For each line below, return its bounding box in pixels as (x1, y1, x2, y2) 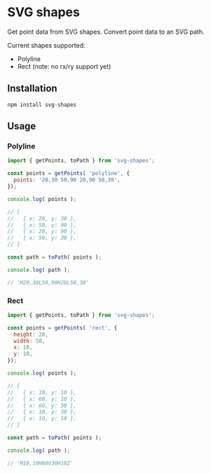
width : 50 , (13, 337, 46, 344)
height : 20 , (13, 331, 49, 338)
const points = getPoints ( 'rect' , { (7, 324, 118, 331)
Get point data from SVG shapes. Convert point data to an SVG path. (7, 27, 205, 36)
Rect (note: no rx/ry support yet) (17, 62, 111, 70)
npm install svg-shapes (7, 101, 77, 108)
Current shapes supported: (7, 41, 86, 49)
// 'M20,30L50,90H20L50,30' (7, 279, 90, 286)
